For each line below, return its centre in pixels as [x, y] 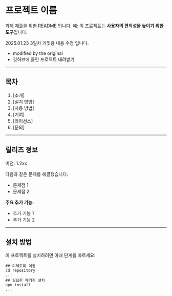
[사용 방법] [23, 108]
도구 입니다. [16, 32]
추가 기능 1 [23, 213]
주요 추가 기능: [20, 202]
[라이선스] [23, 121]
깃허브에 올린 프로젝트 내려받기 [44, 59]
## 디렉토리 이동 [20, 266]
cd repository [20, 271]
